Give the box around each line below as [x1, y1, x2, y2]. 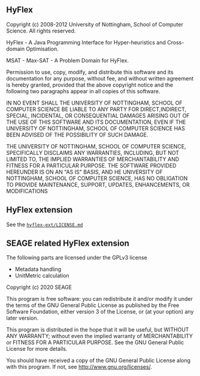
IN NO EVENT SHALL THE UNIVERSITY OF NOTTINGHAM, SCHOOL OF [6, 99, 183, 106]
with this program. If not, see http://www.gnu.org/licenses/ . [6, 363, 153, 371]
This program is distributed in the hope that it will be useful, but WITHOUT [6, 326, 189, 333]
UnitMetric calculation [14, 272, 70, 279]
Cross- [167, 38, 184, 46]
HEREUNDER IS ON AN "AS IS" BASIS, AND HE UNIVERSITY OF [6, 168, 163, 175]
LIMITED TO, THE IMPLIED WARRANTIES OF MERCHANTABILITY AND [6, 156, 180, 163]
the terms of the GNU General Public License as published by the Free [6, 302, 180, 309]
